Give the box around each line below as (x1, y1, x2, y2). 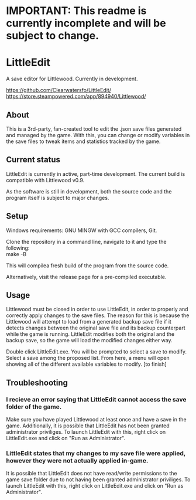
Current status (6, 155, 60, 165)
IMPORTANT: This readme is (6, 4, 147, 18)
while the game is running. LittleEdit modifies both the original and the (6, 331, 175, 338)
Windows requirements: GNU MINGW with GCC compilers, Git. (6, 227, 157, 234)
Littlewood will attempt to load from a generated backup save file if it (6, 318, 171, 325)
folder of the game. (6, 403, 62, 411)
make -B (6, 250, 27, 257)
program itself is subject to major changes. (6, 194, 109, 201)
